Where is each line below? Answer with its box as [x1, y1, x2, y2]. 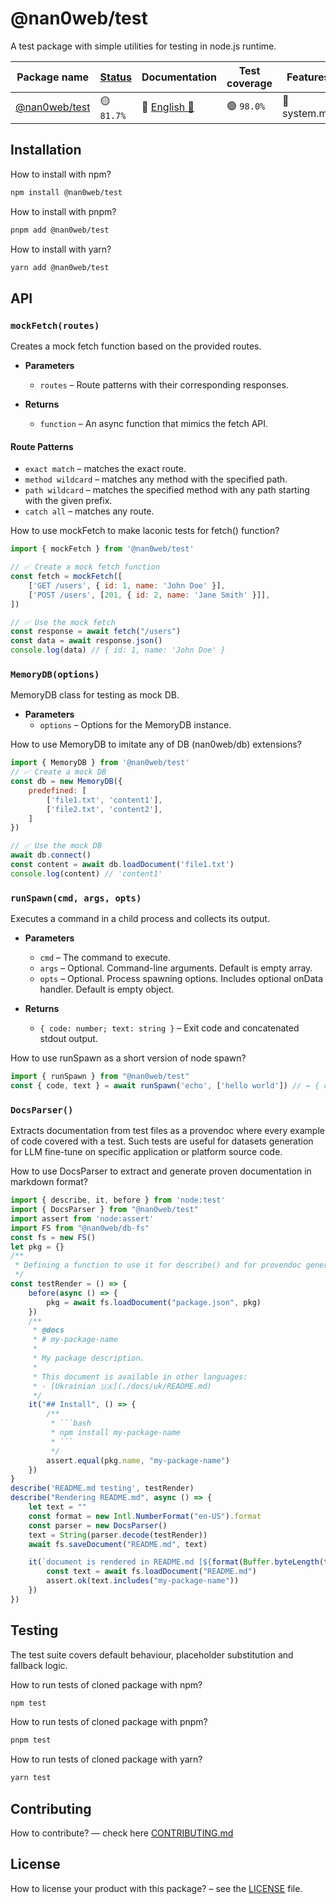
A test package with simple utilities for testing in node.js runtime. [10, 40, 277, 52]
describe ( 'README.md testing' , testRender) [10, 1483, 195, 1494]
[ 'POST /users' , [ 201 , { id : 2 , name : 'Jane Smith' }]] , [28, 590, 271, 600]
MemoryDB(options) [10, 668, 100, 680]
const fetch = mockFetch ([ [10, 572, 123, 582]
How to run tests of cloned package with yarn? [10, 1753, 203, 1766]
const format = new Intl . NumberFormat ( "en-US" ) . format [28, 1511, 262, 1521]
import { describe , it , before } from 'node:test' [10, 1195, 226, 1206]
